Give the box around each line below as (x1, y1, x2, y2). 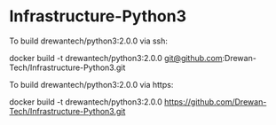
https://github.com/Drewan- (163, 96, 267, 107)
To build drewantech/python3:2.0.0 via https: (9, 79, 174, 90)
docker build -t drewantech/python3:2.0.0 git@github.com (9, 52, 224, 63)
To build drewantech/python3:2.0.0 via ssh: (9, 35, 169, 46)
